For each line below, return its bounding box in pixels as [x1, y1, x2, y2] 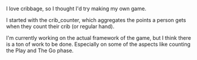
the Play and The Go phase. [6, 47, 74, 54]
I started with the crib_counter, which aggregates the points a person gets [6, 17, 186, 23]
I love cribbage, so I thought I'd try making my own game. [6, 5, 147, 12]
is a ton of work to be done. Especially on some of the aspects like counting [6, 41, 191, 48]
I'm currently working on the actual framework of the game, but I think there [6, 34, 191, 41]
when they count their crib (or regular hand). [6, 23, 115, 30]
